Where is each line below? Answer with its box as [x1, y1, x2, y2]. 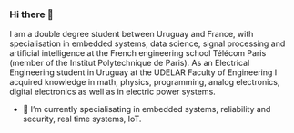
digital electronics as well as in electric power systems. [9, 86, 216, 98]
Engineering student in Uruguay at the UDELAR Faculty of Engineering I [9, 67, 278, 78]
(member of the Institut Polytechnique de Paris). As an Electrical [9, 58, 250, 69]
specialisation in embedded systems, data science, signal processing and [9, 38, 286, 49]
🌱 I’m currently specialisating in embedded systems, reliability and [22, 104, 271, 115]
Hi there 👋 [9, 8, 55, 21]
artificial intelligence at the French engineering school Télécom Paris [9, 48, 267, 59]
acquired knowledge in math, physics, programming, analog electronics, [9, 77, 280, 88]
